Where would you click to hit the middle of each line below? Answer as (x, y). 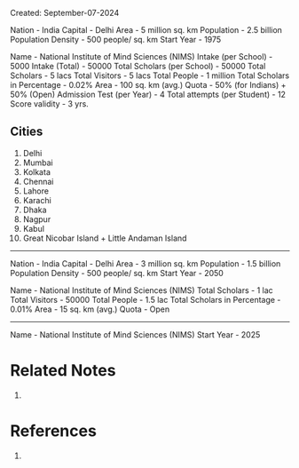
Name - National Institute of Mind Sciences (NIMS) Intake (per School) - (142, 56)
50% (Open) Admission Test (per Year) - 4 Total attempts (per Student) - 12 (148, 94)
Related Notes (63, 370)
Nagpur (37, 219)
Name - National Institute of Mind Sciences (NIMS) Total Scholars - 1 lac (142, 290)
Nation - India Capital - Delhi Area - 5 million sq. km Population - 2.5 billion (146, 30)
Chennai (38, 181)
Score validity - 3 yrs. (50, 104)
